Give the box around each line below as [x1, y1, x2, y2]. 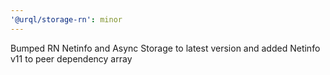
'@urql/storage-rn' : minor [10, 14, 123, 25]
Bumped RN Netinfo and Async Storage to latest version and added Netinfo [10, 42, 321, 54]
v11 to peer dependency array [10, 52, 133, 65]
